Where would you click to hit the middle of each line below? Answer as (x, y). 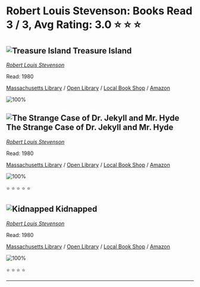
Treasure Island (102, 51)
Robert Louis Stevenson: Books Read (99, 11)
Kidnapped (76, 209)
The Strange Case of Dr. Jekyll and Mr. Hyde (90, 127)
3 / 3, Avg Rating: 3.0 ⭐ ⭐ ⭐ (74, 25)
